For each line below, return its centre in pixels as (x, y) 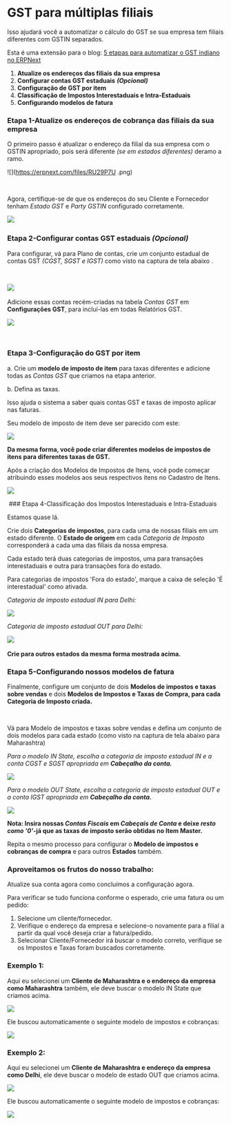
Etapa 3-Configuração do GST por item (74, 353)
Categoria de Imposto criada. (50, 701)
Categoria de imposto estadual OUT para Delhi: (75, 626)
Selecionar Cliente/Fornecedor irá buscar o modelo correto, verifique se (119, 941)
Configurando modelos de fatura (65, 102)
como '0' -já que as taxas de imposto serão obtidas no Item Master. (105, 831)
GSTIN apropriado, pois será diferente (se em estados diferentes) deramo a (114, 151)
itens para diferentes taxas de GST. (59, 456)
